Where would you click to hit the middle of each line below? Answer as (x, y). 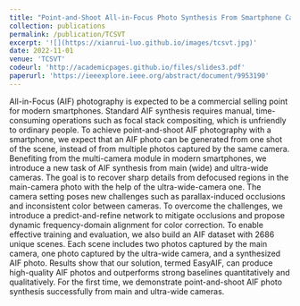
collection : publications (57, 26)
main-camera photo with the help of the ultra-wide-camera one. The (135, 187)
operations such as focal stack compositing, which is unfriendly (170, 120)
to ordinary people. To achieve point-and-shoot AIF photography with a (141, 130)
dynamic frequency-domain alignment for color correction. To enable (136, 225)
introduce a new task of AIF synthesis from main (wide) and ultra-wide (139, 167)
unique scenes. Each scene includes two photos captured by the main (138, 243)
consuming (30, 120)
